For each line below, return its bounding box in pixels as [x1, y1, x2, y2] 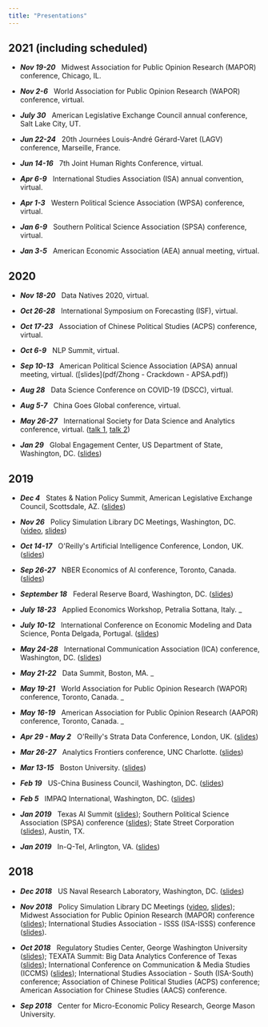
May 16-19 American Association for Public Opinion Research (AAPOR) [19, 708, 258, 717]
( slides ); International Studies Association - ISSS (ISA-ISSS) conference [19, 918, 256, 929]
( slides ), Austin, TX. [19, 826, 86, 836]
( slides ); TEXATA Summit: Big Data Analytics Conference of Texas [19, 951, 238, 961]
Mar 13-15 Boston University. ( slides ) [19, 763, 146, 772]
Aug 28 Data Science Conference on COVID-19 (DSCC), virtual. [19, 385, 234, 395]
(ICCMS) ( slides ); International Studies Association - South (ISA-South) [19, 968, 254, 977]
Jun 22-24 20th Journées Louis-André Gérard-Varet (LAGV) [19, 134, 223, 144]
